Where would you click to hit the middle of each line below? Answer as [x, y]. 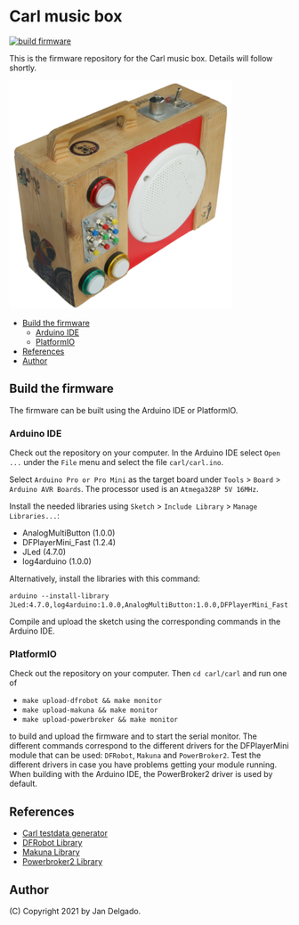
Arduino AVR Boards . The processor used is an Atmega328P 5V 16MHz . [134, 489]
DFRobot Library [52, 843]
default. [24, 784]
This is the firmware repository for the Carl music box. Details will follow [141, 58]
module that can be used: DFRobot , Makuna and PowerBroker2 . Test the [135, 756]
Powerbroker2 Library [62, 862]
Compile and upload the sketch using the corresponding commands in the [145, 622]
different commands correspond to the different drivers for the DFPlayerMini [149, 746]
